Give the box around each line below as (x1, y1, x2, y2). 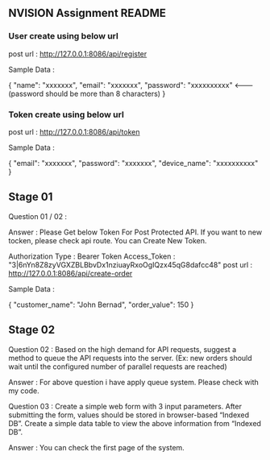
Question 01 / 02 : (8, 211, 67, 221)
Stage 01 (8, 190, 53, 204)
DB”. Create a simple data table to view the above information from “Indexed (8, 418, 262, 428)
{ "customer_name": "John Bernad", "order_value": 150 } (8, 300, 194, 309)
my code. (8, 386, 40, 396)
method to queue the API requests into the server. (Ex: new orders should (8, 353, 252, 363)
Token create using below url (8, 109, 125, 120)
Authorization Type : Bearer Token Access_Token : (8, 251, 176, 261)
